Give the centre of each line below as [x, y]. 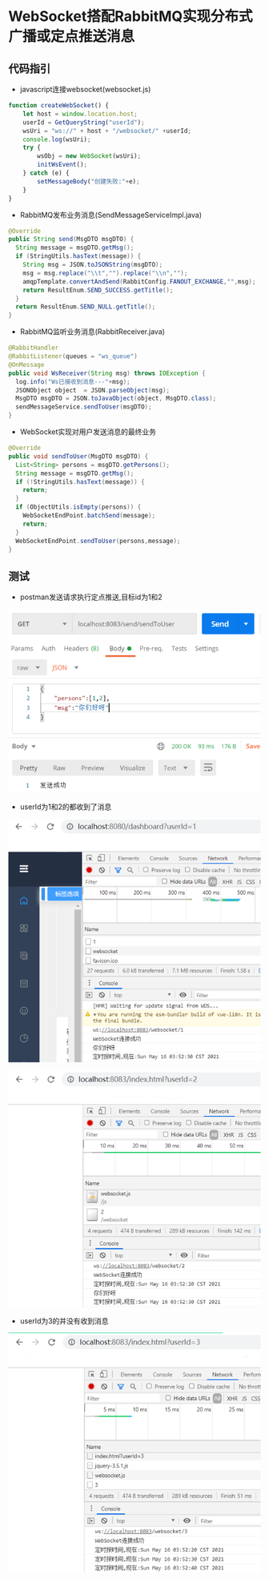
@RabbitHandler [34, 348]
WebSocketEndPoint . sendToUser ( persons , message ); [98, 541]
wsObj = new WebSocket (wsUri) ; [89, 156]
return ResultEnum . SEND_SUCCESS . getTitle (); [98, 290]
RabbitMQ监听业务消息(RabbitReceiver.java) [92, 332]
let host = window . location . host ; [80, 114]
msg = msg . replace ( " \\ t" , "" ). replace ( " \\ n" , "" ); [105, 273]
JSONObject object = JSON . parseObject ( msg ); [93, 390]
